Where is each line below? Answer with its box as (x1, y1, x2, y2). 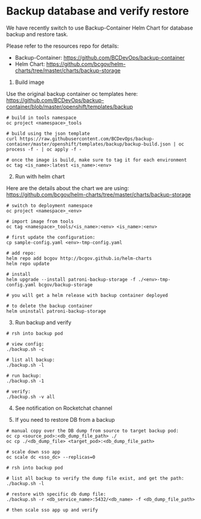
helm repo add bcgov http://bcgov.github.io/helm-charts (6, 255, 152, 261)
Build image (14, 78, 45, 86)
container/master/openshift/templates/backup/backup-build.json (6, 141, 171, 147)
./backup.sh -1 (6, 378, 45, 384)
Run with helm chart (14, 173, 65, 180)
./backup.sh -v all (6, 393, 55, 400)
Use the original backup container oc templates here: (6, 90, 138, 97)
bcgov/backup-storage (38, 282, 93, 288)
